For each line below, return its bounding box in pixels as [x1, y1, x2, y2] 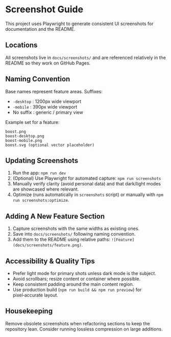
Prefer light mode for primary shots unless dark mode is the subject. [12, 270, 157, 276]
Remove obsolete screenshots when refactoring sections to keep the [5, 320, 150, 326]
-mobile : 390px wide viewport [12, 103, 78, 110]
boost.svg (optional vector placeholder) [5, 142, 95, 148]
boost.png [5, 129, 27, 134]
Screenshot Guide [5, 4, 83, 15]
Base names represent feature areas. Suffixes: [5, 88, 103, 94]
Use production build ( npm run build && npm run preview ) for [12, 287, 142, 292]
